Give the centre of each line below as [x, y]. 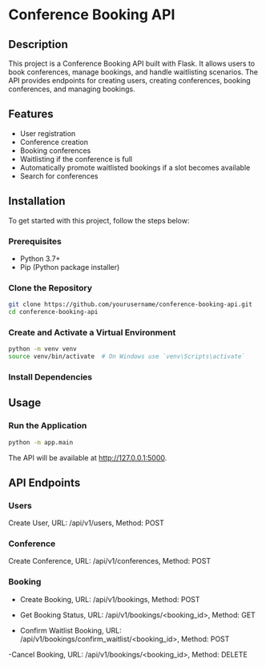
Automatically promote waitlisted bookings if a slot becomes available [135, 167]
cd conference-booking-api [53, 312]
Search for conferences [59, 176]
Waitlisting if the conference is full [76, 159]
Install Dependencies [50, 376]
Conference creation [54, 142]
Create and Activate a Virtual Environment [92, 332]
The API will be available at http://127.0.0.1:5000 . [88, 457]
